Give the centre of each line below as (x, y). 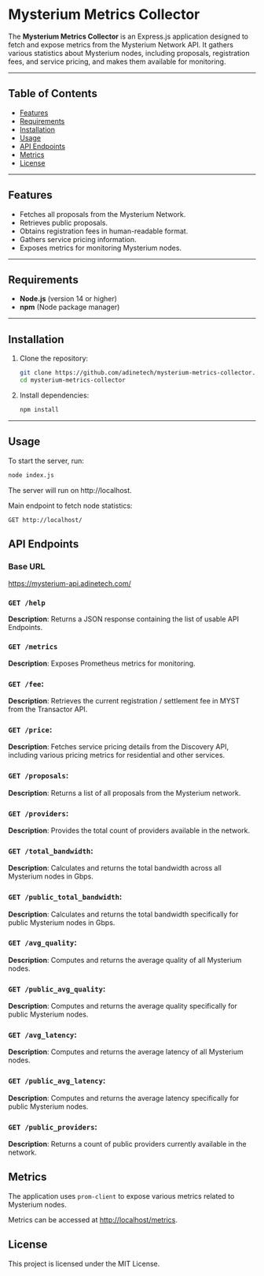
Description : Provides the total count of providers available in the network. (129, 830)
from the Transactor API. (48, 709)
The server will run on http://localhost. (70, 490)
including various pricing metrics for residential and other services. (117, 756)
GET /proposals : (38, 776)
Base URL (27, 566)
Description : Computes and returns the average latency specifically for (124, 1098)
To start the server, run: (46, 461)
